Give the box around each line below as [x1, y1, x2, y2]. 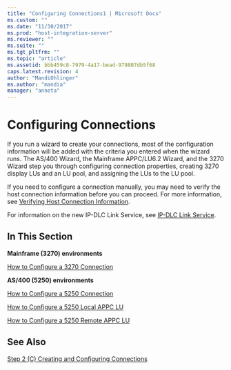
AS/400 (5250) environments [7, 276, 94, 284]
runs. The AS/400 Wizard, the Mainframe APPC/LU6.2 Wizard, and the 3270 [7, 155, 224, 163]
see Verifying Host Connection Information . [7, 198, 130, 206]
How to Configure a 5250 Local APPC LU [7, 302, 124, 311]
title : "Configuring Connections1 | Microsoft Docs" [7, 10, 162, 17]
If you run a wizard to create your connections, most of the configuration [7, 140, 214, 149]
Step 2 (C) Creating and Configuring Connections [7, 354, 148, 363]
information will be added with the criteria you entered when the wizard [7, 147, 210, 156]
